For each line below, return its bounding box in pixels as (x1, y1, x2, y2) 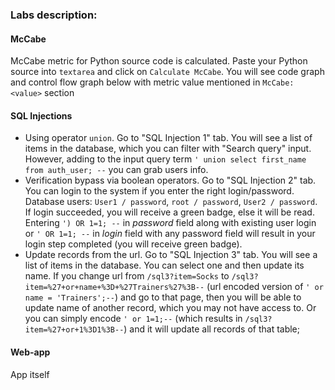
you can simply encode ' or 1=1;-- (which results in (24, 313, 243, 325)
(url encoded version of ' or (206, 281, 324, 293)
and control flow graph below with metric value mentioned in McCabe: (10, 76, 295, 88)
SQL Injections (10, 109, 73, 122)
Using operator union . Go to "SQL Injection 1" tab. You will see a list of (24, 132, 313, 144)
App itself (10, 368, 50, 380)
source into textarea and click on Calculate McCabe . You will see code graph (10, 66, 325, 78)
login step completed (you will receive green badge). (24, 238, 243, 250)
